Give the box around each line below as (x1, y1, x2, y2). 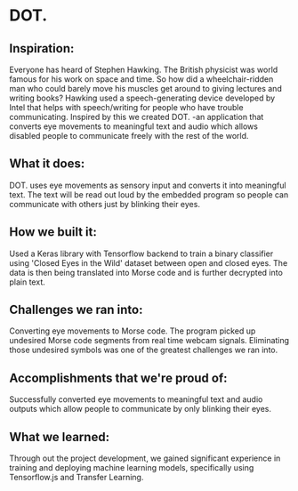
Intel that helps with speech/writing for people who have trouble (9, 102, 244, 112)
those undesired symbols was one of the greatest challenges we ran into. (9, 344, 278, 356)
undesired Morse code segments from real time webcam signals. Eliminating (9, 335, 290, 346)
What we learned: (9, 429, 109, 445)
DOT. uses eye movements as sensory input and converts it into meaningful (9, 180, 286, 190)
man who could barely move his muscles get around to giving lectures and (9, 84, 282, 93)
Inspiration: (9, 41, 75, 56)
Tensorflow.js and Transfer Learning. (9, 472, 144, 483)
